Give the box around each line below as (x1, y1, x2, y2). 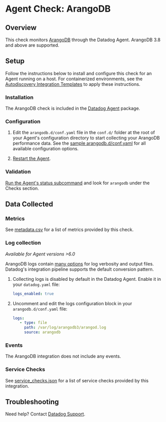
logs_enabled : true (12, 291, 54, 296)
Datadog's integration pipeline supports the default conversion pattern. (5, 266, 154, 272)
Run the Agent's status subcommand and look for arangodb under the (5, 180, 150, 186)
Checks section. (5, 185, 39, 191)
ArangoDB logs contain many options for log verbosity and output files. (5, 261, 154, 267)
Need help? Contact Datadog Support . (5, 411, 85, 417)
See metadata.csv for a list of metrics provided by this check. (5, 226, 134, 233)
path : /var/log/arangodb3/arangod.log (24, 325, 107, 330)
